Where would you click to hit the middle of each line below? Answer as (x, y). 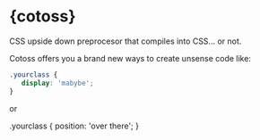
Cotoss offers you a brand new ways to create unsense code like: (130, 58)
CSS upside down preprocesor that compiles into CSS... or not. (126, 41)
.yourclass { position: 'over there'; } (74, 126)
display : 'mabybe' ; (57, 83)
